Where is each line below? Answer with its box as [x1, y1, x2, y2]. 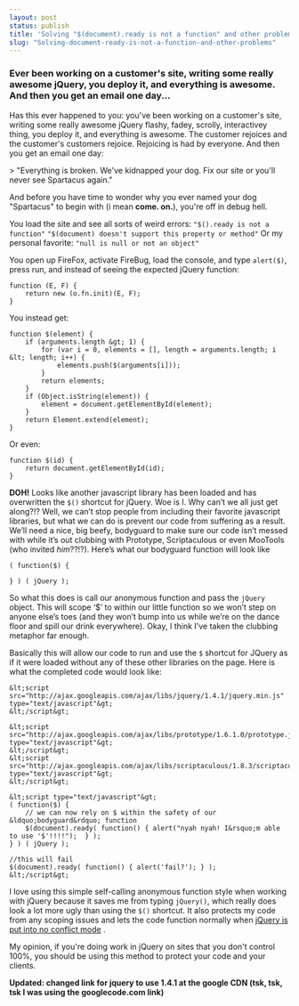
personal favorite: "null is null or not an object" [9, 237, 200, 247]
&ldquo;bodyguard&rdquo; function [9, 815, 138, 824]
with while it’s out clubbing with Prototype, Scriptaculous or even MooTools [9, 534, 285, 545]
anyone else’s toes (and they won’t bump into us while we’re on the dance [9, 611, 280, 621]
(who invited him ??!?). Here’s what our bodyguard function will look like [9, 544, 271, 555]
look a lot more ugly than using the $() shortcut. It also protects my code [9, 905, 276, 915]
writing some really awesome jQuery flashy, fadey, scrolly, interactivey [9, 119, 268, 130]
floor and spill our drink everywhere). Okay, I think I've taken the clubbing [9, 621, 279, 631]
